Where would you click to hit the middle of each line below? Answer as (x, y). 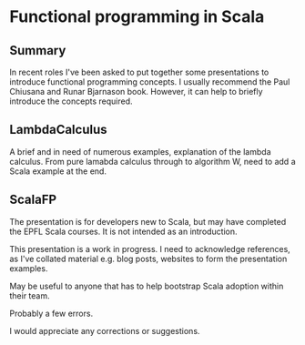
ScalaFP (33, 200)
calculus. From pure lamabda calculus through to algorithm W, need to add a (152, 161)
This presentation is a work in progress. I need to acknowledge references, (150, 249)
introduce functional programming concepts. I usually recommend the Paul (150, 82)
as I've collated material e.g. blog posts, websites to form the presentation (148, 259)
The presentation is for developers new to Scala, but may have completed (148, 221)
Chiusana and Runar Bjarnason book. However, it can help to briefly (136, 91)
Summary (38, 51)
